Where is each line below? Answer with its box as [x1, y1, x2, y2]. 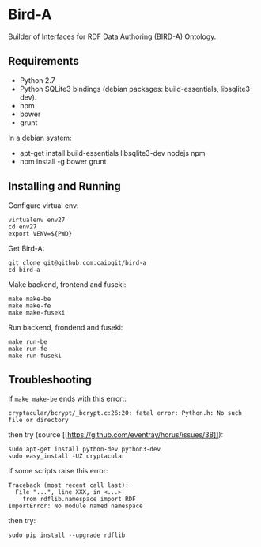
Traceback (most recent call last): [8, 481, 129, 489]
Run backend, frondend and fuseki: [8, 323, 123, 332]
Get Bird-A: [8, 243, 45, 253]
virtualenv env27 [8, 216, 66, 224]
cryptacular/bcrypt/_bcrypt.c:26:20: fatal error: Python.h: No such [8, 409, 243, 417]
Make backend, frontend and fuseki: [8, 279, 127, 289]
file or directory [8, 417, 69, 424]
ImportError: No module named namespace [8, 502, 144, 511]
